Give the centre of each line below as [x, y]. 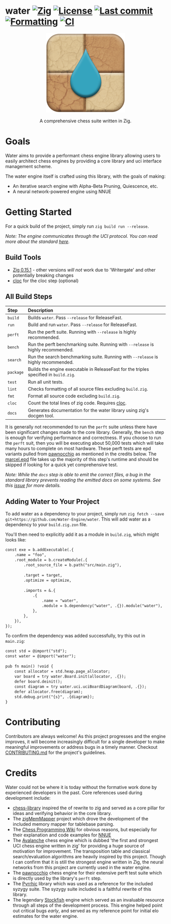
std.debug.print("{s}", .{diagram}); [54, 697]
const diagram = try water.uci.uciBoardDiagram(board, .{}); [80, 687]
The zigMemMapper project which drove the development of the [80, 819]
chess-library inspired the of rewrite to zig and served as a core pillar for [89, 808]
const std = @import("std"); [36, 651]
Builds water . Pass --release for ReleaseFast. [75, 318]
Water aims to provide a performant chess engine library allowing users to [83, 155]
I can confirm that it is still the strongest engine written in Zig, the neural [88, 862]
